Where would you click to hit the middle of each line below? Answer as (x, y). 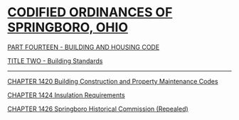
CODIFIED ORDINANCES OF (90, 12)
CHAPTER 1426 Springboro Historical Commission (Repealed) (98, 109)
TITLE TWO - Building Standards (55, 60)
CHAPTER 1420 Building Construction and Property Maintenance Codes (113, 81)
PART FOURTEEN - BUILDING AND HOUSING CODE (84, 47)
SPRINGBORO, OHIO (68, 27)
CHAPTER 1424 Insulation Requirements (67, 95)
